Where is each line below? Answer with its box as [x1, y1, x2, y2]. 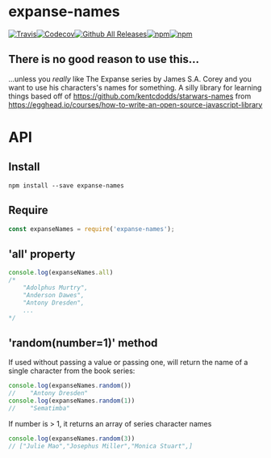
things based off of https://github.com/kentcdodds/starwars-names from [8, 91, 252, 101]
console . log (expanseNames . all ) [8, 269, 114, 277]
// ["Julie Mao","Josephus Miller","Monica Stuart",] [8, 442, 194, 450]
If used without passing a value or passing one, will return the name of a [8, 358, 248, 368]
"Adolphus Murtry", [23, 284, 89, 292]
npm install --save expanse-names [8, 181, 125, 190]
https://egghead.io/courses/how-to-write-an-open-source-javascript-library [8, 99, 263, 109]
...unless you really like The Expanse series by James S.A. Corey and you [8, 74, 252, 83]
